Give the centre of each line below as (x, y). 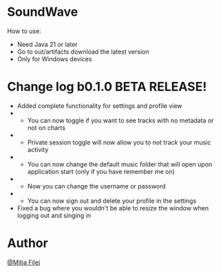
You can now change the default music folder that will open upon (120, 164)
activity (38, 149)
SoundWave (43, 12)
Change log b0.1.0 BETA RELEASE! (107, 87)
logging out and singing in (54, 215)
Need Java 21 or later (47, 44)
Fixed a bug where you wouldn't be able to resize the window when (113, 208)
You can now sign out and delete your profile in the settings (112, 201)
